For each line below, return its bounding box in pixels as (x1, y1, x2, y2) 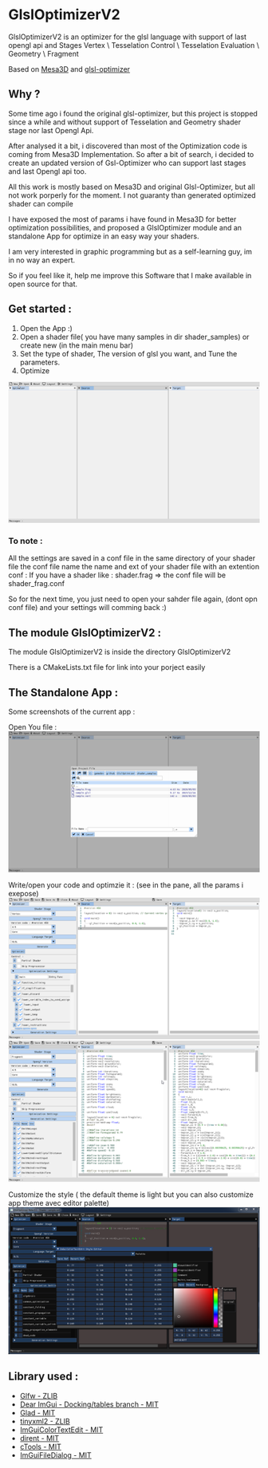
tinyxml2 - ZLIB (19, 1416, 70, 1426)
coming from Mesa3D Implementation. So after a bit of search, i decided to (8, 149, 254, 159)
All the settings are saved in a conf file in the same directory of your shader (8, 553, 256, 563)
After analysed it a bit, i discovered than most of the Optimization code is (8, 141, 247, 151)
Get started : (8, 302, 72, 316)
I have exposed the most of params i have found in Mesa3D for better (8, 214, 237, 224)
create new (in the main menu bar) (19, 340, 134, 350)
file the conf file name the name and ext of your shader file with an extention (8, 562, 260, 572)
